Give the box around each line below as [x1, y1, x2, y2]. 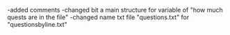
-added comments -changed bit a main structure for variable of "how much [7, 6, 224, 14]
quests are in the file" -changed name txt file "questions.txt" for [7, 13, 190, 21]
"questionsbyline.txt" [7, 21, 67, 28]
